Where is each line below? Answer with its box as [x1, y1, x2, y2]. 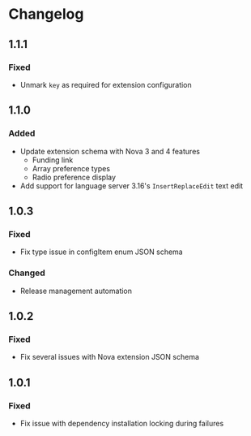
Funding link [32, 155, 74, 165]
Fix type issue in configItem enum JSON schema [19, 247, 184, 257]
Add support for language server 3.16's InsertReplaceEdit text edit [19, 180, 244, 191]
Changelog [8, 5, 84, 24]
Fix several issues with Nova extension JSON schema [19, 352, 200, 362]
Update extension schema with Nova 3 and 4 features [19, 146, 201, 156]
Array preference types [32, 163, 111, 173]
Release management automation [19, 286, 132, 296]
